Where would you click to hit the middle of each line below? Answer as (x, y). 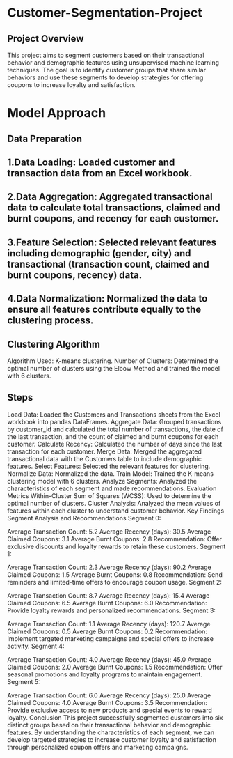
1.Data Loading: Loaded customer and (91, 162)
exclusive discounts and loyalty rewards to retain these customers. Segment (116, 546)
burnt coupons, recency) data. (75, 275)
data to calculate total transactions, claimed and (114, 208)
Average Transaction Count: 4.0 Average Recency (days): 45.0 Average (109, 659)
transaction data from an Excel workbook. (100, 173)
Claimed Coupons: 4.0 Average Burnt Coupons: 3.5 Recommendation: (107, 702)
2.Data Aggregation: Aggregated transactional (110, 197)
